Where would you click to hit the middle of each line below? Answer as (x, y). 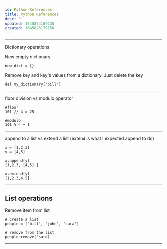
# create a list (22, 219)
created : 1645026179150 (30, 28)
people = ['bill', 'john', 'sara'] (42, 224)
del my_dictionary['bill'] (33, 84)
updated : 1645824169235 (30, 24)
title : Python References (32, 14)
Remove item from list (27, 210)
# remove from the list (30, 232)
